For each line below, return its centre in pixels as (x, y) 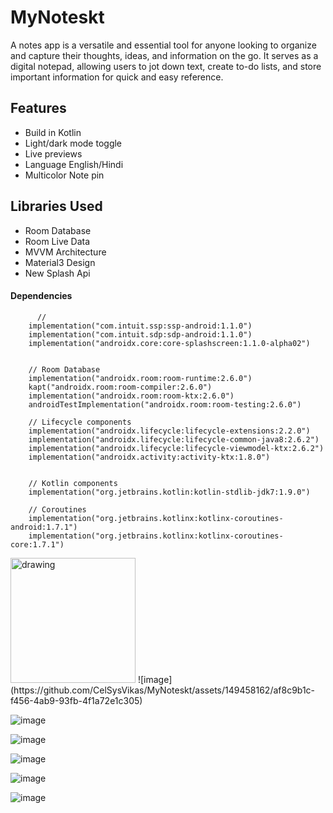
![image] (155, 679)
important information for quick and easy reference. (117, 77)
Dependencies (41, 296)
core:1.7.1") (37, 544)
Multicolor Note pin (64, 175)
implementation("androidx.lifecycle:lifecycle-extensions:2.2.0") (169, 431)
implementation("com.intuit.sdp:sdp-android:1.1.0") (140, 334)
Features (38, 108)
